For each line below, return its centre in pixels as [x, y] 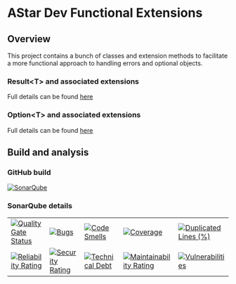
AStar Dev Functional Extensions [105, 13]
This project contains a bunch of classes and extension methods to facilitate [118, 56]
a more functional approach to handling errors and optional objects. [105, 63]
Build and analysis [48, 152]
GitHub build [29, 172]
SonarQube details [40, 206]
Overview [29, 39]
